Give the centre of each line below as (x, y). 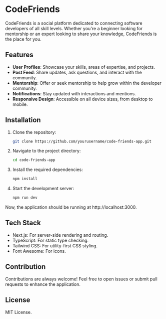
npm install (25, 179)
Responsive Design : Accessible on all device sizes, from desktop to (82, 99)
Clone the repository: (34, 132)
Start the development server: (43, 189)
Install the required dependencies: (48, 170)
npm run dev (25, 198)
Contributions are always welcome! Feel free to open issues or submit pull (81, 279)
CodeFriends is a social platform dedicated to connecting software (74, 23)
